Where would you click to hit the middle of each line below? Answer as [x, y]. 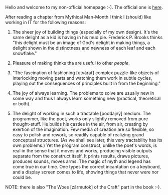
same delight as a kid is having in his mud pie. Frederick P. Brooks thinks [88, 37]
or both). [22, 104]
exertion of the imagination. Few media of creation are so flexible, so [83, 129]
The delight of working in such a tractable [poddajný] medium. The [81, 113]
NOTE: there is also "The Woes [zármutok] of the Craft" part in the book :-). [83, 187]
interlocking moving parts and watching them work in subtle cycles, [82, 78]
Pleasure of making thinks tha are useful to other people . [71, 63]
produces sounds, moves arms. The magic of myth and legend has [81, 161]
